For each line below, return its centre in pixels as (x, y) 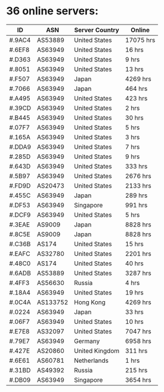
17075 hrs (140, 40)
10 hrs (134, 321)
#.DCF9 (20, 215)
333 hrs (136, 166)
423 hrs (136, 98)
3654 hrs (138, 379)
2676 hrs (138, 176)
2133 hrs (138, 185)
